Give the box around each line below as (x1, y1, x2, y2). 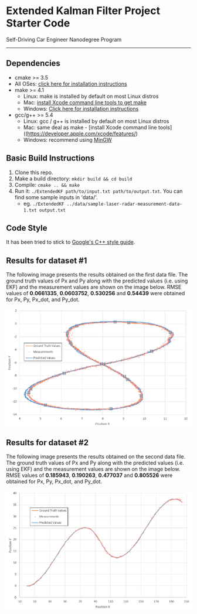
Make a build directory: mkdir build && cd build (14, 175, 133, 182)
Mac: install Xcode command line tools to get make (23, 98, 147, 106)
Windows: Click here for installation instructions (23, 105, 139, 112)
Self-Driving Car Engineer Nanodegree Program (6, 36, 122, 43)
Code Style (6, 223, 47, 233)
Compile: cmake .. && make (14, 181, 80, 188)
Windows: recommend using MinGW (23, 136, 113, 143)
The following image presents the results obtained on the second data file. (6, 453, 186, 460)
